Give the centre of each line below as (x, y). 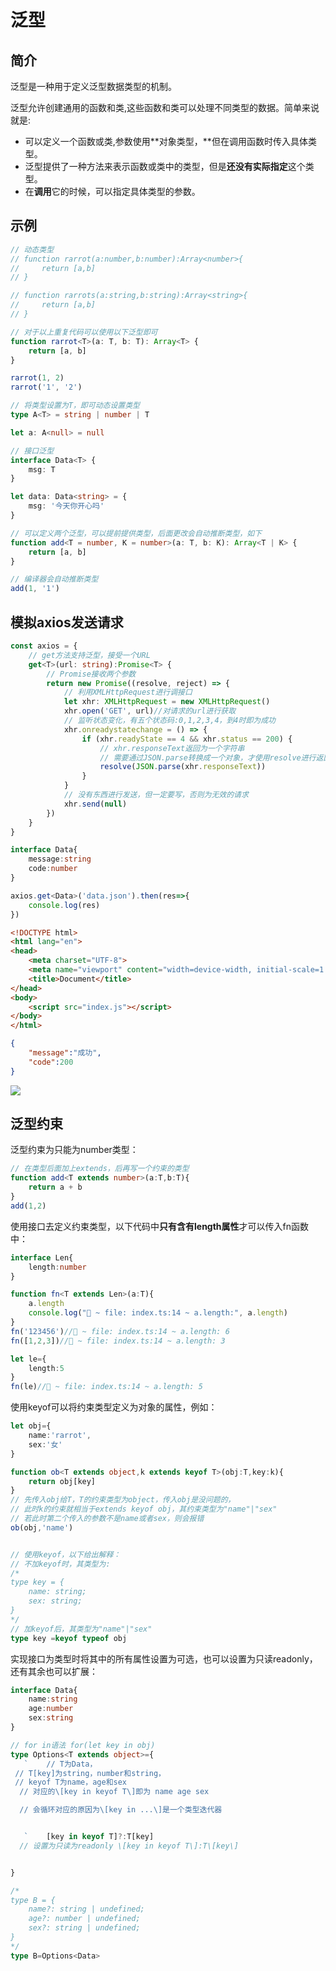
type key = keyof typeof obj (69, 1638)
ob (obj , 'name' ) (42, 1527)
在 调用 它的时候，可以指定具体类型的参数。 (112, 191)
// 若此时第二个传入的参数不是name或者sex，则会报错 (107, 1519)
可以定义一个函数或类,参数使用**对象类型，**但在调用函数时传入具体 (166, 141)
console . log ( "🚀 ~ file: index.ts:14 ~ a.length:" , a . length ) (158, 1313)
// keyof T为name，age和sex (71, 1782)
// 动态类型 (32, 249)
